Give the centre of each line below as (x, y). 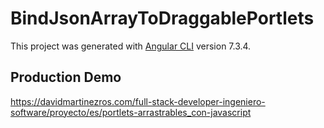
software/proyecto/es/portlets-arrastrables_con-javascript (131, 112)
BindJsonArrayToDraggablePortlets (162, 18)
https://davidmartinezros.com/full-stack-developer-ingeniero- (138, 101)
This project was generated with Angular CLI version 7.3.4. (131, 46)
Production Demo (66, 77)
